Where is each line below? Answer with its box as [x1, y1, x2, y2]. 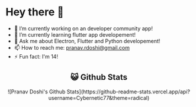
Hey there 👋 [5, 5, 65, 19]
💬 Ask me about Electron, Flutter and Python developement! [14, 37, 160, 44]
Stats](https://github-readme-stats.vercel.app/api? [66, 88, 191, 95]
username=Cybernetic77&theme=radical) [48, 94, 150, 101]
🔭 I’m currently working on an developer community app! [14, 25, 153, 32]
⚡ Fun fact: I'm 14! [14, 53, 59, 60]
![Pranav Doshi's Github [7, 88, 66, 95]
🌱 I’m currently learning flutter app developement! [14, 31, 136, 38]
